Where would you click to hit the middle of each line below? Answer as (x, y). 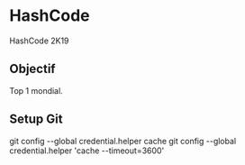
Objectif (32, 69)
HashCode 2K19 (39, 41)
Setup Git (36, 119)
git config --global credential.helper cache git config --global (123, 141)
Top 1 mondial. (36, 90)
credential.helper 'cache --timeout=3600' (87, 151)
